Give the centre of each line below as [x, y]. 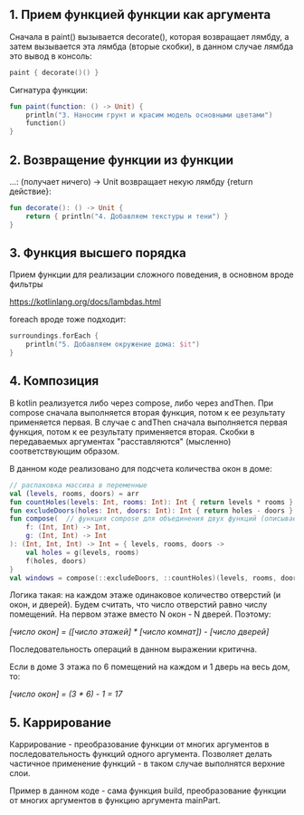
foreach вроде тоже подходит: [68, 320]
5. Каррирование [60, 722]
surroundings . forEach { [54, 336]
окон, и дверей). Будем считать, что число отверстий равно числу [138, 605]
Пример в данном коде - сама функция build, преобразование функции [148, 791]
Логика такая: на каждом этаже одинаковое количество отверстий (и [145, 595]
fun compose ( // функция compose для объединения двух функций [133, 519]
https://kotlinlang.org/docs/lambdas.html [85, 302]
